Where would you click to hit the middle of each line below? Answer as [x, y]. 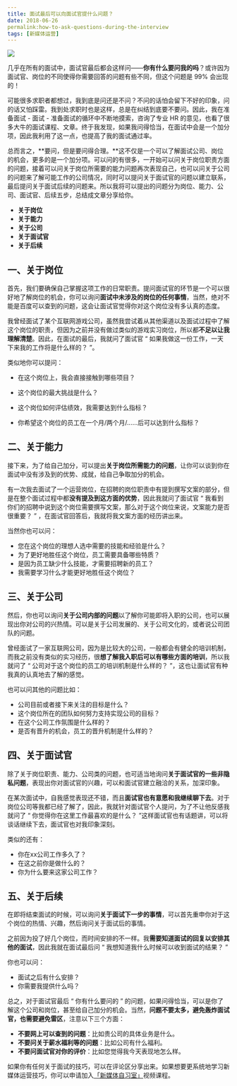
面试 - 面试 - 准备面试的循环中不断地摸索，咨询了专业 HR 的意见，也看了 [118, 118]
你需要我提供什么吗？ [48, 986]
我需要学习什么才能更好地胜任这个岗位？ [76, 572]
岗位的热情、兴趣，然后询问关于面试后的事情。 [81, 923]
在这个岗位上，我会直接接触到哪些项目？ [76, 378]
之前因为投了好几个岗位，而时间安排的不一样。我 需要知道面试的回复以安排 [115, 938]
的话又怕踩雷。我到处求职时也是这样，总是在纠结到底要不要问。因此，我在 [115, 110]
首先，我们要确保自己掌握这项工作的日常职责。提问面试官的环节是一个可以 [115, 288]
